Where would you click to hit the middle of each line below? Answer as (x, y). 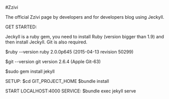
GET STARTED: (21, 27)
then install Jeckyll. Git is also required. (46, 42)
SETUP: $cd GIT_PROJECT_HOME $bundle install (57, 81)
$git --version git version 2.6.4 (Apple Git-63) (53, 62)
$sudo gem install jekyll (30, 71)
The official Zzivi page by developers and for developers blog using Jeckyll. (85, 17)
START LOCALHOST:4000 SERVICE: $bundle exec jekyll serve (71, 91)
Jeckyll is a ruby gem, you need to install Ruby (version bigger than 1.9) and (85, 37)
